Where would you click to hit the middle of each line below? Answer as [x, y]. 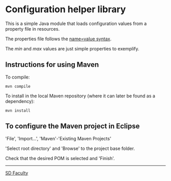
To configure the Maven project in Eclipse [73, 126]
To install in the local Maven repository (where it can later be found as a [80, 96]
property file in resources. [33, 29]
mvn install [18, 111]
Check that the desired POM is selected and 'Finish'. [60, 158]
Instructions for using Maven [52, 65]
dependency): [20, 101]
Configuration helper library [66, 9]
